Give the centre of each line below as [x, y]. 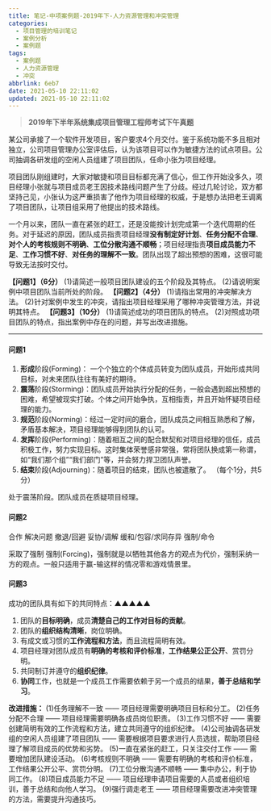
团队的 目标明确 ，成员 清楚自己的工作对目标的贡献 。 [105, 620]
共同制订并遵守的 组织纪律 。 [66, 671]
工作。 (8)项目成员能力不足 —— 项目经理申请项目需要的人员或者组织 [129, 779]
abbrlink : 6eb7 [34, 83]
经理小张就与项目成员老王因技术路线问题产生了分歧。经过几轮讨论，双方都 [139, 187]
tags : [17, 53]
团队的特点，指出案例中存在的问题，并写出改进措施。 [103, 322]
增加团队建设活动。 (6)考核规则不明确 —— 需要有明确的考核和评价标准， [136, 759]
